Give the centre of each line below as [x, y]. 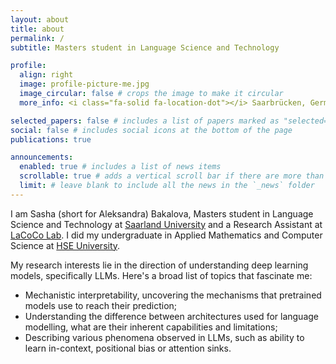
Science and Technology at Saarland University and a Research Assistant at [166, 224]
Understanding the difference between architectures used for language [172, 316]
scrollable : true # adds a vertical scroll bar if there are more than [172, 176]
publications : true [51, 139]
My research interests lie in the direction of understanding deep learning [159, 265]
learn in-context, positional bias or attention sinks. [128, 348]
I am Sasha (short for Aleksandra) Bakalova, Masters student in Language [162, 213]
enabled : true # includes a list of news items [120, 167]
